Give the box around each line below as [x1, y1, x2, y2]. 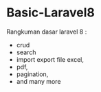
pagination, [16, 70, 49, 78]
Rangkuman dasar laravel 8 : [6, 27, 87, 36]
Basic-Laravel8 [6, 5, 96, 21]
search [16, 48, 36, 56]
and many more [16, 77, 61, 85]
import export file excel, [16, 55, 84, 63]
